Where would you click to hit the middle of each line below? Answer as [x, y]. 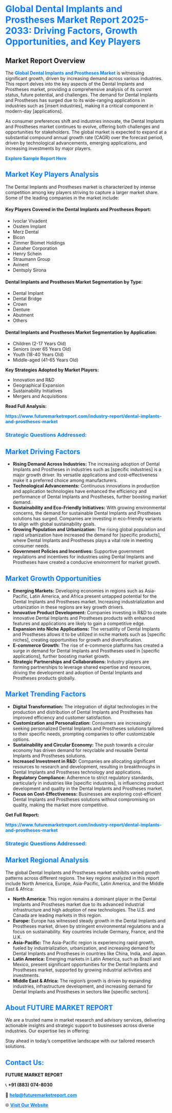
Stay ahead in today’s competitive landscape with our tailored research [80, 1041]
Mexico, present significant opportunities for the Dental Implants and [85, 964]
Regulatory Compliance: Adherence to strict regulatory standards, [83, 777]
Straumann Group [31, 259]
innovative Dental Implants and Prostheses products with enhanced [84, 618]
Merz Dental [26, 232]
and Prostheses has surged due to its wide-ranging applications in [75, 100]
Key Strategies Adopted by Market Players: [52, 370]
